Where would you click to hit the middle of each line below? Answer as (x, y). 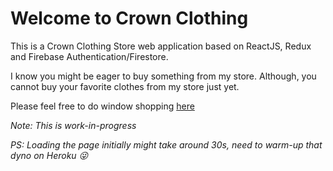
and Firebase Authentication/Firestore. (89, 56)
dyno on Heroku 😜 (49, 155)
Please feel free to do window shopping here (102, 106)
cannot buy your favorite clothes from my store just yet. (125, 86)
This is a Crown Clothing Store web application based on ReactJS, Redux (161, 46)
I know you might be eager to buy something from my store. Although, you (163, 76)
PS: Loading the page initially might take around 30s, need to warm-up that (166, 144)
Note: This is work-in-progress (73, 125)
